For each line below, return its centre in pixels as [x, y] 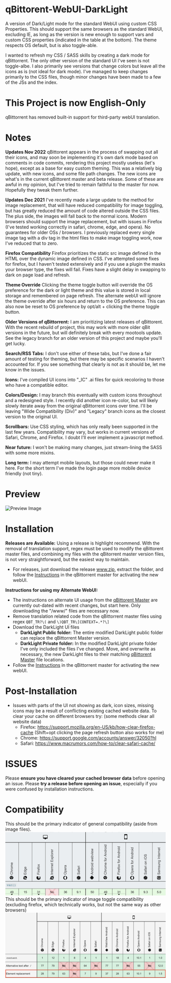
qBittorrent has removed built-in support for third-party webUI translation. [83, 117]
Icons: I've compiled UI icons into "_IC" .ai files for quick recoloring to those [85, 380]
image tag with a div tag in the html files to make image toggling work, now [84, 238]
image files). [18, 829]
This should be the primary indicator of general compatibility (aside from [81, 824]
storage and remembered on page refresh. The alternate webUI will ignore [83, 295]
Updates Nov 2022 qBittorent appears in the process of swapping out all [82, 152]
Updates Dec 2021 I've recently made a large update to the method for [80, 200]
